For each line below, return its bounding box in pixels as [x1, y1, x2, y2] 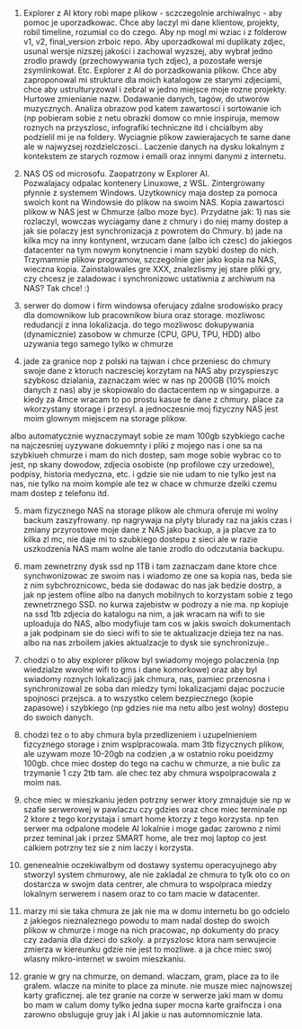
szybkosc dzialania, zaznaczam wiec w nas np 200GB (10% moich [22, 375, 271, 386]
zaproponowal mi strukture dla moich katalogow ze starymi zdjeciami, [22, 75, 282, 84]
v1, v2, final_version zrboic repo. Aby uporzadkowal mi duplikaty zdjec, [22, 36, 286, 47]
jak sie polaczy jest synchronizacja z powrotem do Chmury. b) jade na [22, 226, 283, 236]
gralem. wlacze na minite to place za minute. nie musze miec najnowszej [22, 980, 293, 991]
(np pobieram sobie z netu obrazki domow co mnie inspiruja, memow [22, 112, 280, 123]
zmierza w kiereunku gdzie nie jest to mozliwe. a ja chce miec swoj [22, 944, 272, 954]
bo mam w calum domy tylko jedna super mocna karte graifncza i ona [22, 999, 282, 1010]
